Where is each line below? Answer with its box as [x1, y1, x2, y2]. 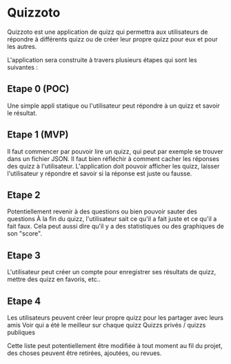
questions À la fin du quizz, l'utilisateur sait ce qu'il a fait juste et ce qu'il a [7, 215, 217, 223]
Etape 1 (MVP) [7, 129, 69, 141]
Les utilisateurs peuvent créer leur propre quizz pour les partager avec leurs [7, 314, 224, 322]
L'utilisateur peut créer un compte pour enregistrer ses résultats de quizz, [7, 268, 217, 276]
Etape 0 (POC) [7, 83, 70, 95]
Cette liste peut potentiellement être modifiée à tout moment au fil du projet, [7, 342, 223, 349]
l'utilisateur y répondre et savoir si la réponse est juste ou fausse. [7, 169, 192, 178]
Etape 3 [7, 249, 41, 261]
